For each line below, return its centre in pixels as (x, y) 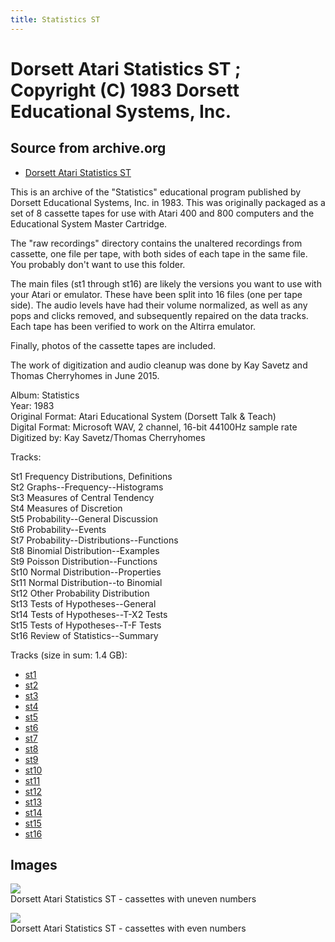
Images (34, 865)
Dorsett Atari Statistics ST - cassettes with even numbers (128, 928)
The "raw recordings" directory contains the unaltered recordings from (156, 243)
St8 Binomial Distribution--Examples (85, 550)
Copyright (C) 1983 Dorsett (125, 90)
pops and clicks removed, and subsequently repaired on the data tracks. (159, 315)
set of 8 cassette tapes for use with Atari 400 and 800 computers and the (162, 213)
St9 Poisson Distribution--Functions (84, 561)
